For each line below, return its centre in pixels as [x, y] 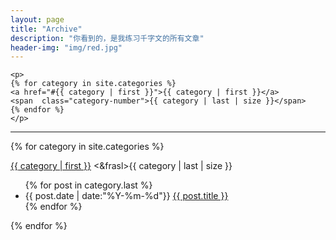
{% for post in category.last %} [88, 185]
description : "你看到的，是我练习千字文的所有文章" [107, 38]
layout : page [37, 19]
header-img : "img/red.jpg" [66, 47]
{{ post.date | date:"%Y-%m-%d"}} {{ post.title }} [126, 196]
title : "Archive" [46, 29]
